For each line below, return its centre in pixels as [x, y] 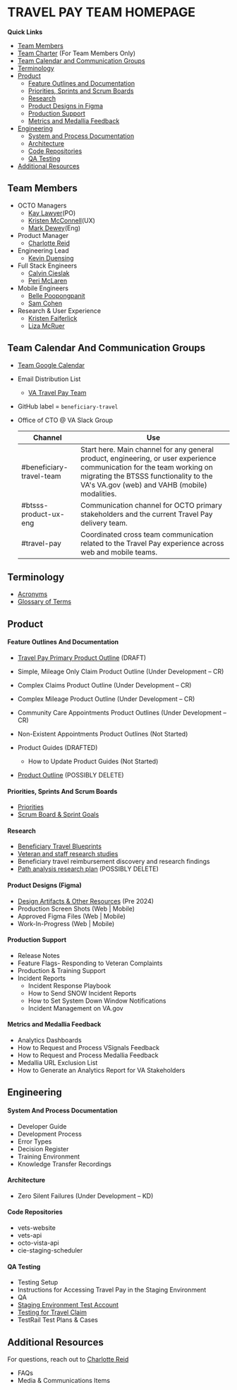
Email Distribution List [49, 379]
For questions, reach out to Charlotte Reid [68, 1359]
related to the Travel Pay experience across [152, 543]
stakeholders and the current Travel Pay [147, 514]
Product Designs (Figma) [45, 885]
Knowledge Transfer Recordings [64, 1164]
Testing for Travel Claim [52, 1312]
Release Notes [38, 955]
